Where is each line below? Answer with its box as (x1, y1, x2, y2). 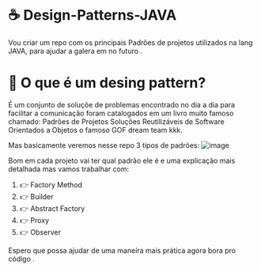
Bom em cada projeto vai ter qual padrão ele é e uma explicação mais (8, 156, 236, 165)
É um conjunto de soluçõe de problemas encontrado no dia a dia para (8, 100, 236, 109)
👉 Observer (19, 227, 62, 237)
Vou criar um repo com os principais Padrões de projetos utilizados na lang (8, 37, 253, 47)
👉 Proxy (19, 215, 50, 225)
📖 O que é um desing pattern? (8, 74, 206, 92)
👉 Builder (19, 191, 54, 201)
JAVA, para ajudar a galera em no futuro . (8, 46, 143, 55)
